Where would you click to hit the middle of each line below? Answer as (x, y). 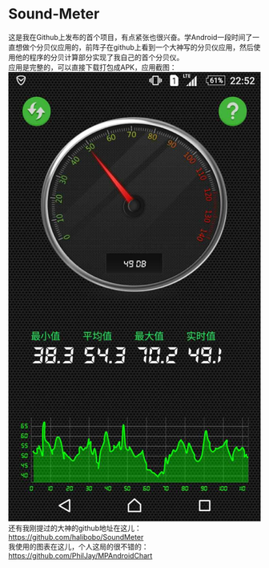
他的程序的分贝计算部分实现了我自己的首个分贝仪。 (99, 57)
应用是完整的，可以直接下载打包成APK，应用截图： (93, 67)
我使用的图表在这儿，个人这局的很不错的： (78, 546)
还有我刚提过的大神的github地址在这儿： (75, 528)
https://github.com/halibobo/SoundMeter (76, 537)
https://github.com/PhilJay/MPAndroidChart (80, 555)
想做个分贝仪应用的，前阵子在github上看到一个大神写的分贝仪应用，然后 (134, 47)
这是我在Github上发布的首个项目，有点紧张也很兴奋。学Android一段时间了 (130, 37)
